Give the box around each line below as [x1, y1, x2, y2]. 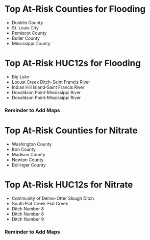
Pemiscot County [11, 30, 47, 36]
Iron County [11, 146, 36, 152]
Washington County [11, 141, 52, 147]
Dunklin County [11, 20, 44, 25]
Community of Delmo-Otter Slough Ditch [11, 195, 94, 201]
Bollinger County [11, 162, 46, 168]
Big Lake [11, 73, 30, 79]
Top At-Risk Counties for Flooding [4, 3, 146, 15]
